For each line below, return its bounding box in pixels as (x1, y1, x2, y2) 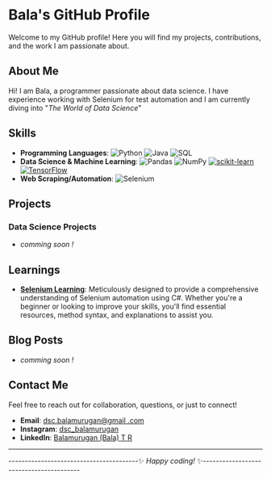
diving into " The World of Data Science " (8, 103, 142, 112)
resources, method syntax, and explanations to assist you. (19, 310, 214, 320)
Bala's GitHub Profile (8, 6, 151, 24)
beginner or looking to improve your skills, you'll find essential (19, 301, 227, 312)
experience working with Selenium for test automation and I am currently (8, 95, 251, 104)
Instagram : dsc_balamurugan (19, 424, 119, 434)
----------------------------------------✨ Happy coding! (8, 456, 196, 465)
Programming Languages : (19, 148, 110, 158)
